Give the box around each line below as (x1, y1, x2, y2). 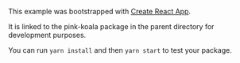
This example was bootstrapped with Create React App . (8, 7, 192, 16)
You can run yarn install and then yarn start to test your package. (8, 46, 232, 54)
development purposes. (8, 31, 87, 39)
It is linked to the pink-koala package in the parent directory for (8, 22, 215, 31)
